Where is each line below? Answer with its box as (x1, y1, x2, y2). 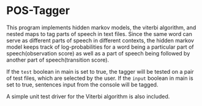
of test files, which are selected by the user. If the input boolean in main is (6, 74, 194, 82)
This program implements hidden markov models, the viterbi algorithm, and (6, 24, 196, 31)
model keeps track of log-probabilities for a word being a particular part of (6, 43, 194, 51)
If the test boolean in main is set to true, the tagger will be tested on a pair (6, 68, 194, 75)
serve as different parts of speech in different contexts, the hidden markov (6, 37, 195, 44)
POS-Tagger (6, 4, 70, 18)
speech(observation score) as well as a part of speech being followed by (6, 49, 190, 57)
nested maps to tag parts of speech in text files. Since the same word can (6, 30, 193, 37)
